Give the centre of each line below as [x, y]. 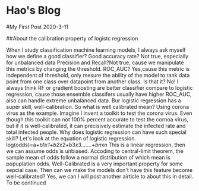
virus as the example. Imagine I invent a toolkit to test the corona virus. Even [99, 113]
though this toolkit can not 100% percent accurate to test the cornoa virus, [97, 119]
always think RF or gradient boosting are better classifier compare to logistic [99, 87]
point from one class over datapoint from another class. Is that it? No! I [92, 82]
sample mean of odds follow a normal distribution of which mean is [88, 157]
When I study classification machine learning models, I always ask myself [96, 50]
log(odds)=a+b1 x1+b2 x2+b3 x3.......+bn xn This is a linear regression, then [96, 145]
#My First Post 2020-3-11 [37, 27]
